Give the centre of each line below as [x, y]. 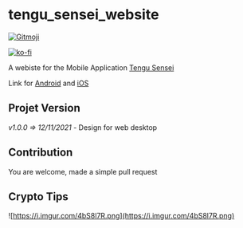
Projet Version [45, 108]
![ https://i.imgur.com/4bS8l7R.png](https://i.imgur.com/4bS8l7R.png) [121, 216]
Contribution [41, 153]
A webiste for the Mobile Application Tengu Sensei [91, 67]
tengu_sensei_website [84, 15]
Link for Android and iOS [49, 83]
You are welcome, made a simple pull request [83, 171]
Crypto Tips [39, 197]
